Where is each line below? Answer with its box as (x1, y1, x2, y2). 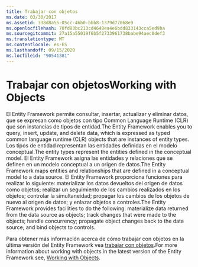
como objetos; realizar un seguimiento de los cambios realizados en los (6, 186, 180, 193)
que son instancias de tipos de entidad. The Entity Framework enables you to (6, 123, 193, 130)
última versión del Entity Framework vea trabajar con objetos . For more (6, 241, 177, 249)
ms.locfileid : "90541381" (6, 53, 70, 59)
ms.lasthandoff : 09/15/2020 (6, 47, 76, 53)
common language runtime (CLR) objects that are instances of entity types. (6, 136, 190, 143)
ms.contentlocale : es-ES (6, 42, 67, 48)
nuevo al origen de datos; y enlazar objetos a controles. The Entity (6, 198, 166, 205)
